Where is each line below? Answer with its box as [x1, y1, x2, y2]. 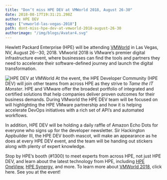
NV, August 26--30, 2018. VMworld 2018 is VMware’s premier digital [5, 49, 146, 55]
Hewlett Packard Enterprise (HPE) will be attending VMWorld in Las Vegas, [5, 44, 159, 50]
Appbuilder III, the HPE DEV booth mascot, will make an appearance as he [5, 133, 157, 138]
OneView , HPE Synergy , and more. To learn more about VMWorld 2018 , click [5, 163, 162, 169]
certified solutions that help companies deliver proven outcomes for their [5, 91, 155, 97]
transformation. [5, 65, 37, 71]
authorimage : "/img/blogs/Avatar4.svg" [5, 30, 88, 35]
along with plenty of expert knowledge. [5, 143, 86, 149]
